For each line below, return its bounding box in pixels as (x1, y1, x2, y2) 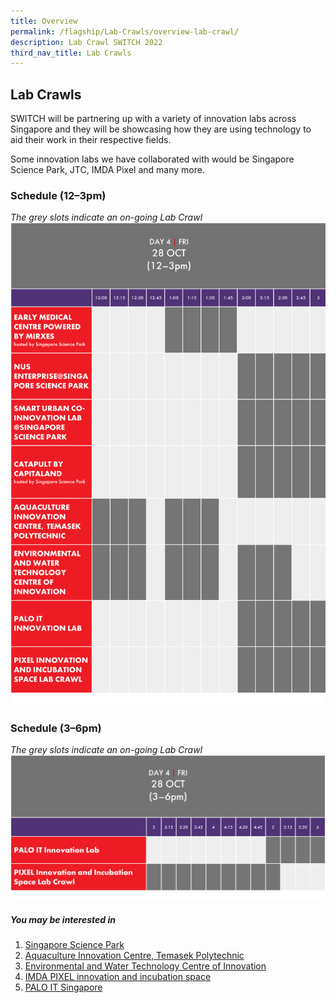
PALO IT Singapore (24, 981, 103, 994)
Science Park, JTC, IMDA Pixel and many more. (10, 164, 205, 176)
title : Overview (10, 16, 78, 26)
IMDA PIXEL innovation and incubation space (24, 971, 212, 983)
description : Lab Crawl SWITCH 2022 (10, 37, 163, 47)
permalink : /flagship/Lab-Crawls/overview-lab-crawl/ (10, 26, 240, 37)
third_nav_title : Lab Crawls (10, 48, 132, 58)
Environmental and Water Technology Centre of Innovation (24, 960, 267, 972)
